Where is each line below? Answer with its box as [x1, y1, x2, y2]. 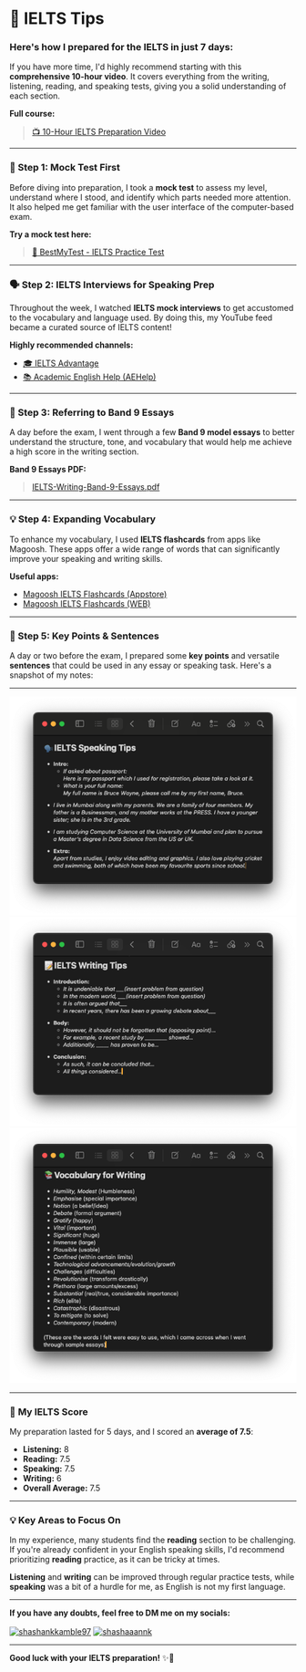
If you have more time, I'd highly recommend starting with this [9, 61, 242, 72]
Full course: [9, 109, 56, 119]
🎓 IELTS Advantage [22, 358, 99, 369]
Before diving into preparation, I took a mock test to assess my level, [9, 182, 268, 192]
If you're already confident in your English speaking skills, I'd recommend [9, 1544, 285, 1555]
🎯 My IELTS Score [9, 1405, 88, 1418]
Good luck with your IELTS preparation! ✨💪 [9, 1653, 175, 1664]
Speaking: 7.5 [22, 1463, 76, 1474]
